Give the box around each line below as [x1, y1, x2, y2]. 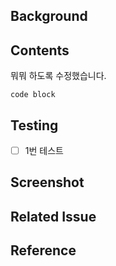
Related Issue [10, 208, 97, 225]
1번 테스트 [24, 145, 64, 157]
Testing [10, 117, 59, 134]
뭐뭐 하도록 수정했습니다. [10, 70, 107, 82]
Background [10, 8, 88, 25]
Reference [10, 242, 77, 259]
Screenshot [10, 174, 85, 191]
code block [10, 90, 56, 100]
